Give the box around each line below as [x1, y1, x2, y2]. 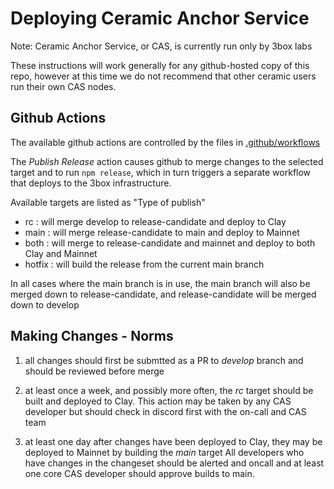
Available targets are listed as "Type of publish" [10, 196, 206, 208]
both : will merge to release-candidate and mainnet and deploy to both [24, 237, 316, 249]
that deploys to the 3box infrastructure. [10, 177, 172, 189]
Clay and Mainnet [24, 247, 98, 259]
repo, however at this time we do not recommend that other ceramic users [10, 70, 317, 82]
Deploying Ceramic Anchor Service [10, 7, 310, 30]
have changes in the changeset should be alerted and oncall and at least [24, 457, 325, 469]
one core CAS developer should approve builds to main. [24, 467, 255, 479]
